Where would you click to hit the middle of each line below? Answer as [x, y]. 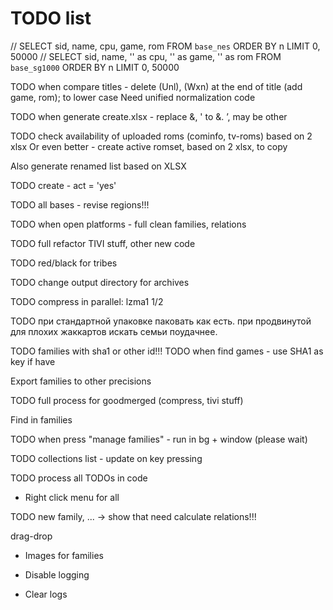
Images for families [64, 555]
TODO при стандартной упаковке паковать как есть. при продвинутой [161, 321]
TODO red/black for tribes [64, 263]
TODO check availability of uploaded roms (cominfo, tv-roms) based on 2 [161, 136]
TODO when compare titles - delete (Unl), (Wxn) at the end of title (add [156, 86]
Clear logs [46, 594]
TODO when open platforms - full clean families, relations [128, 224]
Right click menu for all [72, 497]
